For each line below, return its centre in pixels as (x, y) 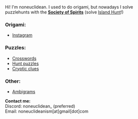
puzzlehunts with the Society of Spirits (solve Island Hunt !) (64, 12)
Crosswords (24, 58)
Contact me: (18, 101)
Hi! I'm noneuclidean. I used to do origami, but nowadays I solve (69, 7)
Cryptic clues (26, 68)
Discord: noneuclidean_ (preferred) (40, 106)
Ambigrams (24, 91)
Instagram (22, 35)
